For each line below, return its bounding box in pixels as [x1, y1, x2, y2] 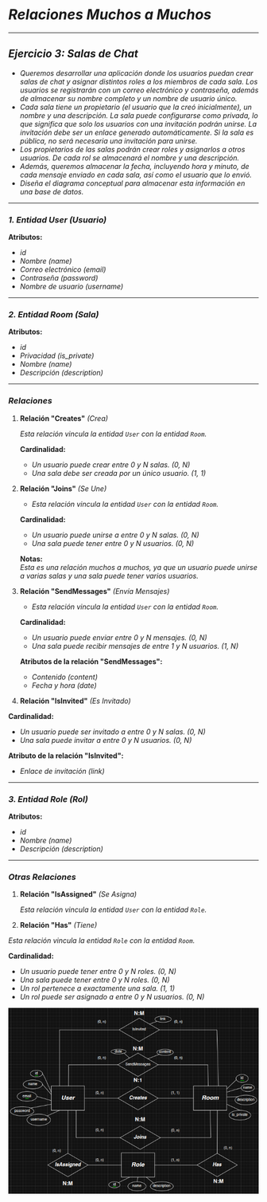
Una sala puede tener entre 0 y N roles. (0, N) [19, 975, 170, 985]
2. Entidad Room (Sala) [8, 308, 99, 320]
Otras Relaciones [8, 871, 77, 882]
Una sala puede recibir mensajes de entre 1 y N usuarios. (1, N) [31, 641, 239, 650]
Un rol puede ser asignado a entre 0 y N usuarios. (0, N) [19, 992, 205, 1002]
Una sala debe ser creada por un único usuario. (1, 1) [31, 468, 207, 477]
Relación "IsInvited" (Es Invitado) [19, 696, 131, 705]
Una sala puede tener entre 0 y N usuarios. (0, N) [31, 538, 195, 548]
